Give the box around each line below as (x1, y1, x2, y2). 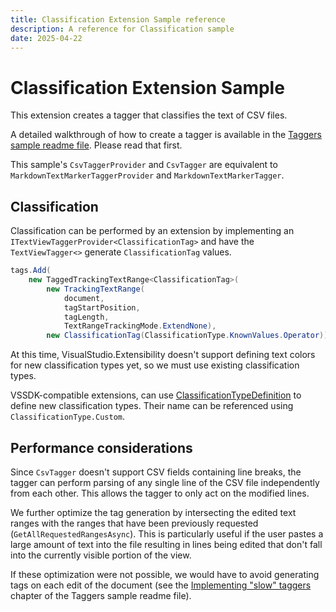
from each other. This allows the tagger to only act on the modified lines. (10, 487, 310, 499)
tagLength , (63, 312, 110, 322)
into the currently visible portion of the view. (10, 549, 192, 561)
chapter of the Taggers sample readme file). (10, 589, 192, 601)
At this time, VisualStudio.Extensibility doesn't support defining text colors (10, 349, 316, 361)
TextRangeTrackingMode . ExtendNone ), (63, 321, 217, 331)
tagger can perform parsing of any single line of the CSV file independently (10, 476, 320, 488)
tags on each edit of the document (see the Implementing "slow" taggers (10, 579, 312, 591)
